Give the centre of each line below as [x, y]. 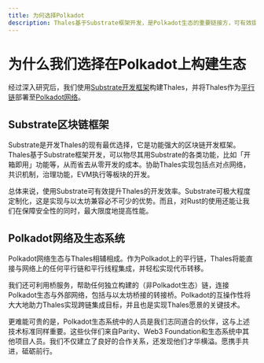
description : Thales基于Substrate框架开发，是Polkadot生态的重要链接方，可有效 [130, 23]
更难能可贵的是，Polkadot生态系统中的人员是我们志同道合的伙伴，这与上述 [129, 322]
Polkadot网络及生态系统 [67, 238]
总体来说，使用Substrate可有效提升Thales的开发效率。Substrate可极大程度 [130, 191]
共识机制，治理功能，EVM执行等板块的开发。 [81, 175]
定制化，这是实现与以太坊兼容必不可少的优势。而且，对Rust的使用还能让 [126, 201]
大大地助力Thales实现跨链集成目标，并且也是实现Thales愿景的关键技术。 [126, 305]
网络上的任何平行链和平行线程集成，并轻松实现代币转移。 [115, 269]
